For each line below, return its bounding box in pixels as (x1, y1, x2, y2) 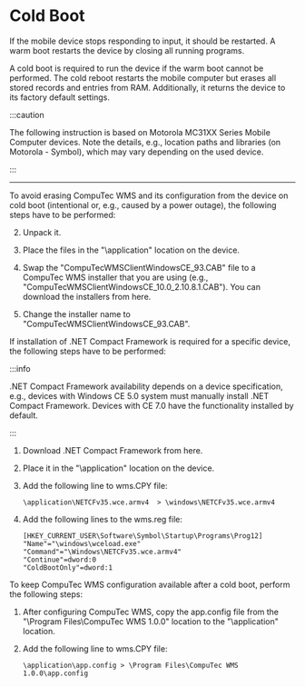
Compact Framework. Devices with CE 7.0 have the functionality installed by (9, 400, 294, 411)
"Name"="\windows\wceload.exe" (22, 539, 142, 548)
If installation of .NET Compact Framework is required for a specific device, (9, 335, 290, 346)
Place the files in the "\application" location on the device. (22, 244, 241, 255)
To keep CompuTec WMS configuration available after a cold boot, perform (9, 579, 290, 590)
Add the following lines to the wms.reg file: (22, 513, 183, 524)
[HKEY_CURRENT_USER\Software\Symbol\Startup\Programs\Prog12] (22, 531, 263, 541)
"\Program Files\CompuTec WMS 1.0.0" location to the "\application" (22, 615, 280, 627)
